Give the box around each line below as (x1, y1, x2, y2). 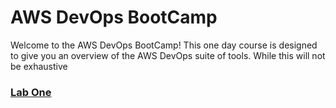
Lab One (10, 85, 52, 99)
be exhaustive (10, 60, 68, 72)
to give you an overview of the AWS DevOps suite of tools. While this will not (10, 49, 326, 61)
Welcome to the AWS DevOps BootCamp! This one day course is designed (10, 39, 318, 51)
